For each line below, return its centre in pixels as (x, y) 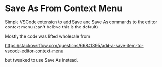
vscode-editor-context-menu (34, 51)
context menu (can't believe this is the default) (52, 27)
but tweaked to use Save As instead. (42, 60)
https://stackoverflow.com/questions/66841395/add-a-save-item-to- (74, 45)
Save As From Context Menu (64, 8)
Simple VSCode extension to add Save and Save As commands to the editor (81, 22)
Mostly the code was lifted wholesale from (47, 36)
